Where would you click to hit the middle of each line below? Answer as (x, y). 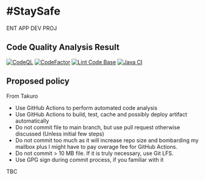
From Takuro (22, 96)
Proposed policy (38, 81)
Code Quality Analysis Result (63, 47)
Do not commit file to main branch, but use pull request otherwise (98, 127)
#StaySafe (34, 11)
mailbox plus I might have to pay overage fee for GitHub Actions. (96, 146)
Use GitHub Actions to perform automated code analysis (86, 107)
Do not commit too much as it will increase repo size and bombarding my (107, 140)
